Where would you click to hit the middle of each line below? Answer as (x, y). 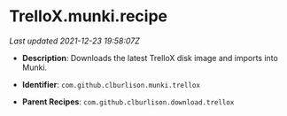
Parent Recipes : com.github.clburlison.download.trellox (128, 101)
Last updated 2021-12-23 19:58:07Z (74, 41)
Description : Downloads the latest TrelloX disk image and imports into (150, 58)
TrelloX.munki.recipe (89, 16)
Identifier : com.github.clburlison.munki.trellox (111, 84)
